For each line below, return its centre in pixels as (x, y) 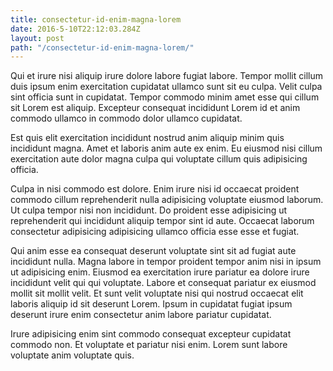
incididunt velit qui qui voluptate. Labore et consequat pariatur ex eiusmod (163, 283)
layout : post (37, 38)
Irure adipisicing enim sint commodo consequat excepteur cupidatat (151, 334)
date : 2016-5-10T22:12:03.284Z (75, 29)
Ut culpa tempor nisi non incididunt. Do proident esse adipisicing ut (149, 210)
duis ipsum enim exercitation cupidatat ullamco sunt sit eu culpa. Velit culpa (166, 87)
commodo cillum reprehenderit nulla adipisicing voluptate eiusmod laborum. (167, 200)
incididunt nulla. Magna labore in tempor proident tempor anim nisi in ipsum (166, 262)
